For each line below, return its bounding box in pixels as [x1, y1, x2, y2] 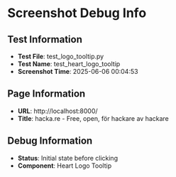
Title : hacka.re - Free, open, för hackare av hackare [17, 114, 169, 122]
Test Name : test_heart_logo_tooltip [17, 60, 121, 68]
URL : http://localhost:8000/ [17, 107, 98, 115]
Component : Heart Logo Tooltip [17, 161, 112, 170]
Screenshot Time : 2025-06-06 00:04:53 [17, 68, 138, 75]
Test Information [7, 33, 83, 45]
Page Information [7, 87, 86, 100]
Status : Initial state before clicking [17, 154, 119, 162]
